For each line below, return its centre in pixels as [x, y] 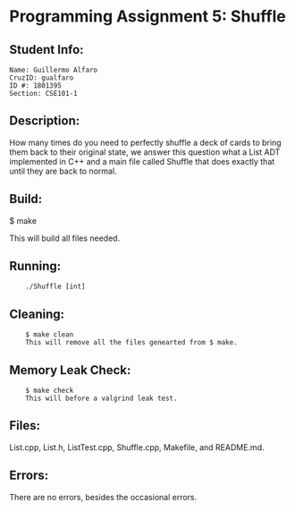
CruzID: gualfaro [42, 78]
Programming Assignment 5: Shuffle [147, 17]
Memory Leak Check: [70, 370]
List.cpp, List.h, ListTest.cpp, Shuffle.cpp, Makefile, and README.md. [137, 447]
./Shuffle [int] [56, 287]
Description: [45, 121]
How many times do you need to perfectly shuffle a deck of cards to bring [145, 142]
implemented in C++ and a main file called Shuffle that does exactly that [142, 161]
